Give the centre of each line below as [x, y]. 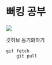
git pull [27, 56]
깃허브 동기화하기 [25, 40]
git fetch [18, 51]
